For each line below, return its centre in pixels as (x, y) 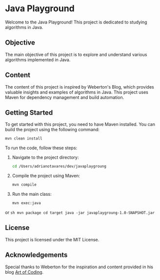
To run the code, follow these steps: (41, 148)
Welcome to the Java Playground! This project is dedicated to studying (76, 22)
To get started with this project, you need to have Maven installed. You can (80, 124)
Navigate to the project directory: (45, 158)
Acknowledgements (36, 255)
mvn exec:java (26, 203)
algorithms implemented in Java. (38, 60)
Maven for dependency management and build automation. (65, 97)
